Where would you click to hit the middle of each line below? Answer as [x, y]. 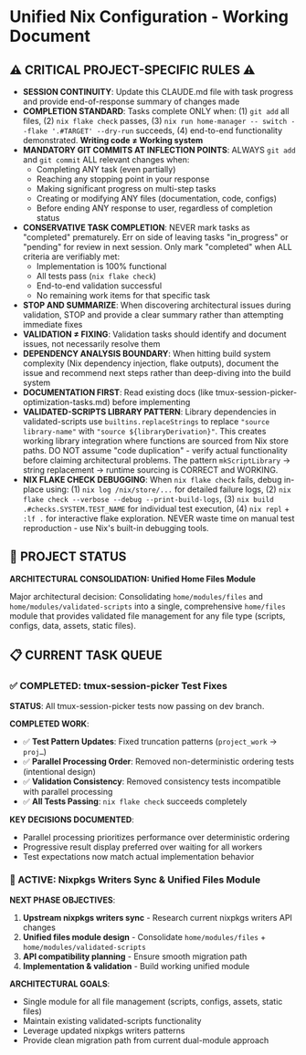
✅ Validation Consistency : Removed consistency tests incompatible [152, 781]
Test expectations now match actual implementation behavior [138, 856]
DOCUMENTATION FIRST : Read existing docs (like [118, 392]
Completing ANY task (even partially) [106, 169]
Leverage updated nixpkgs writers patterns [104, 1030]
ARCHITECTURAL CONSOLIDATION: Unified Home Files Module [132, 579]
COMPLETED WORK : [49, 724]
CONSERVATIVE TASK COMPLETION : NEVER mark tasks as [136, 227]
